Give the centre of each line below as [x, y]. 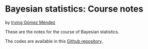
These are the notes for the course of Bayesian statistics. [62, 32]
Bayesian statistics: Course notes [74, 9]
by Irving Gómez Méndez [30, 22]
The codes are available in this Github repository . [54, 41]
